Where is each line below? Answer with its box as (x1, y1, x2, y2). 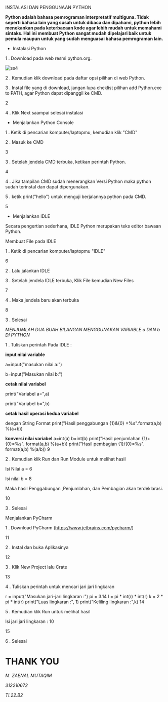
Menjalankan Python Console (12, 120, 74, 126)
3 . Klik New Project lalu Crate (5, 564, 67, 570)
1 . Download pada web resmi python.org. (5, 55, 92, 61)
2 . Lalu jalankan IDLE (5, 268, 50, 274)
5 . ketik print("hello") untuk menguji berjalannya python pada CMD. (5, 193, 147, 200)
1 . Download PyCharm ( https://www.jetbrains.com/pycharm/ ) (5, 525, 134, 531)
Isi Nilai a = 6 (5, 466, 32, 472)
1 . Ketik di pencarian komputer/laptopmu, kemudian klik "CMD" (5, 129, 138, 135)
